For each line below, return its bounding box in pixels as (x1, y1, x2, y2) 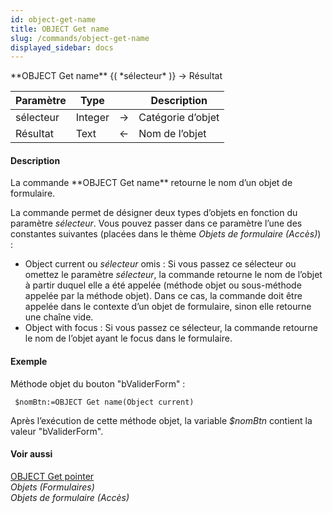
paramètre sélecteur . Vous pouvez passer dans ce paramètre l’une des (10, 217, 303, 230)
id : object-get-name (10, 14, 97, 25)
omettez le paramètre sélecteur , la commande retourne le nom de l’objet (24, 269, 323, 281)
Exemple (10, 356, 48, 368)
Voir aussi (10, 448, 53, 460)
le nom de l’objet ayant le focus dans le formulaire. (24, 332, 233, 345)
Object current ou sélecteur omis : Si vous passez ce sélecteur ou (24, 258, 297, 270)
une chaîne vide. (24, 311, 94, 323)
